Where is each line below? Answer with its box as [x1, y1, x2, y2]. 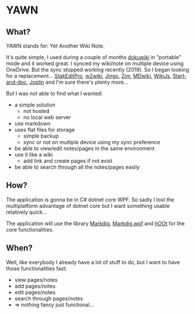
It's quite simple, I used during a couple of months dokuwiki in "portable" [6, 54, 182, 60]
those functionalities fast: [6, 265, 67, 272]
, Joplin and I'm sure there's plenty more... [26, 78, 128, 86]
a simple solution [14, 101, 55, 108]
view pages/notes [14, 276, 58, 283]
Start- [172, 73, 187, 79]
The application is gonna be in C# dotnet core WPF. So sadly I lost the [6, 196, 175, 203]
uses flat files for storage [14, 127, 75, 133]
